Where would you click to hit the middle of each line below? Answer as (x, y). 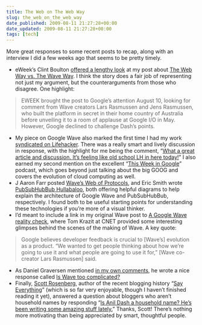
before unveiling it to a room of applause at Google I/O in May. (98, 120)
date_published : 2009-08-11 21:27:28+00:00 (62, 23)
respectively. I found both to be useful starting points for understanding (104, 202)
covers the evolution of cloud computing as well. (75, 176)
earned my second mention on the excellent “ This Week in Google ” (98, 164)
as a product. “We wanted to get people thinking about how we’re (102, 246)
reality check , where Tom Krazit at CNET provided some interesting (99, 222)
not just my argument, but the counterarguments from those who (96, 83)
